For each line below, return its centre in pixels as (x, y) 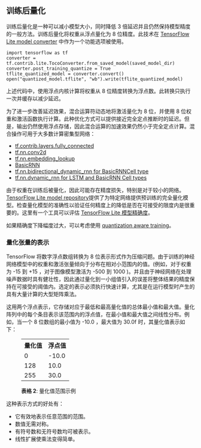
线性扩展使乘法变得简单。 (46, 439)
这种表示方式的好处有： (35, 404)
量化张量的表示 (28, 242)
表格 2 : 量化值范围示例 (49, 391)
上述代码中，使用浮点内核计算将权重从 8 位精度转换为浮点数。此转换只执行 (98, 91)
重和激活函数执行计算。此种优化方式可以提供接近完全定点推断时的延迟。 (95, 118)
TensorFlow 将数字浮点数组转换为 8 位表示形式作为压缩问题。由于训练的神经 (100, 256)
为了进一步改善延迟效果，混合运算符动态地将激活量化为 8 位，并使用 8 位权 (99, 111)
